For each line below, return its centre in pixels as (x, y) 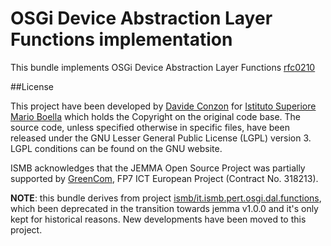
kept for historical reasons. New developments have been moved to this (158, 219)
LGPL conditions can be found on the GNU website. (116, 148)
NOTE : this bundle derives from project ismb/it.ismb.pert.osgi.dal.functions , (166, 198)
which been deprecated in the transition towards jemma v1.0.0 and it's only (164, 208)
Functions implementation (121, 39)
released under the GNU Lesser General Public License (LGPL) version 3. (161, 138)
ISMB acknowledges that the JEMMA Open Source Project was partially (158, 168)
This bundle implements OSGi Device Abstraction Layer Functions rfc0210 (163, 67)
